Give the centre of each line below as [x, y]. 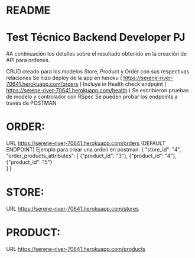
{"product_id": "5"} [29, 162]
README [28, 10]
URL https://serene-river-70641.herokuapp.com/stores [72, 209]
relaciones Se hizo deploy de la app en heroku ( [64, 78]
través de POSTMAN [31, 103]
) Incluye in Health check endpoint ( [123, 84]
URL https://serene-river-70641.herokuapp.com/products [76, 249]
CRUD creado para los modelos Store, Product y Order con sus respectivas [98, 72]
